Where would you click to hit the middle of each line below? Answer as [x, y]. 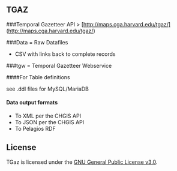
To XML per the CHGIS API [48, 116]
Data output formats [32, 103]
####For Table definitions [38, 77]
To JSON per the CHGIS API [49, 122]
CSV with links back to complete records [65, 54]
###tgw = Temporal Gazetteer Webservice [59, 65]
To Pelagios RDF [35, 129]
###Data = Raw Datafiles [37, 42]
